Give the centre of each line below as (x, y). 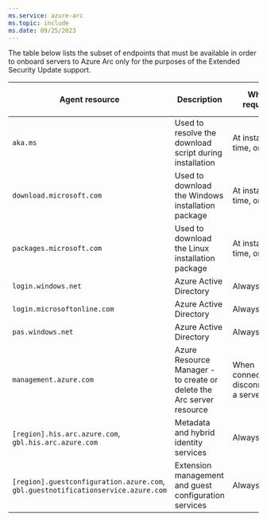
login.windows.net (47, 286)
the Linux (192, 249)
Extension (193, 465)
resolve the (195, 133)
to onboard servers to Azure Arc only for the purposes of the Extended (124, 61)
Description (199, 100)
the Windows (199, 196)
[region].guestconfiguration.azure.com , (89, 481)
